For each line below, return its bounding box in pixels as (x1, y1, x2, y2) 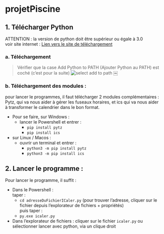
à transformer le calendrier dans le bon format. (5, 104, 100, 110)
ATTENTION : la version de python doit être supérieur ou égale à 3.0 (5, 36, 143, 42)
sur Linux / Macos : (12, 134, 52, 140)
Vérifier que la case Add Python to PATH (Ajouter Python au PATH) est (17, 65, 160, 71)
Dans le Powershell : (12, 187, 54, 193)
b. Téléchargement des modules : (5, 82, 87, 89)
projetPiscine (5, 3, 60, 15)
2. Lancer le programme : (5, 164, 83, 173)
